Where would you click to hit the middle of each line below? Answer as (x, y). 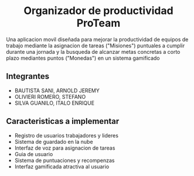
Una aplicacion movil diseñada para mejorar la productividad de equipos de (97, 39)
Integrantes (28, 76)
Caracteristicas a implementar (63, 121)
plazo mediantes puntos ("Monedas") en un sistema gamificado (83, 58)
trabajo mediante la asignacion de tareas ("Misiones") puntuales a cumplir (96, 46)
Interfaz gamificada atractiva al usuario (62, 166)
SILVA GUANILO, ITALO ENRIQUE (55, 103)
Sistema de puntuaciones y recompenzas (64, 160)
